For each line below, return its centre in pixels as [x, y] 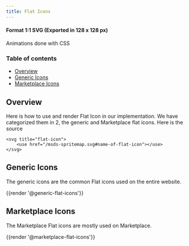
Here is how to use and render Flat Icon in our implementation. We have [92, 116]
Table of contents [32, 58]
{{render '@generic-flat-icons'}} [45, 193]
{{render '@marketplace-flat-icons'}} [50, 237]
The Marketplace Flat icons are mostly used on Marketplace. [79, 225]
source [15, 128]
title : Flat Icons [28, 11]
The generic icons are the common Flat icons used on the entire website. [94, 182]
